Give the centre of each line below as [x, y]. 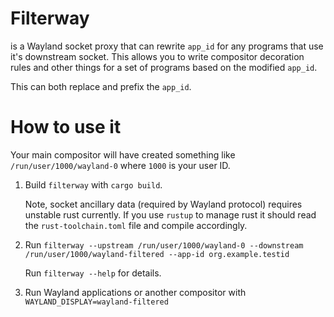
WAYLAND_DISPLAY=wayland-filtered [96, 302]
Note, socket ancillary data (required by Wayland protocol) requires [163, 204]
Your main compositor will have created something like [123, 154]
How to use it [66, 127]
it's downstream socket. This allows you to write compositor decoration [157, 56]
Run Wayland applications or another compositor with [135, 292]
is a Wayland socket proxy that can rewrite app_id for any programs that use [167, 46]
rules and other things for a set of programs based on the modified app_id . [164, 67]
